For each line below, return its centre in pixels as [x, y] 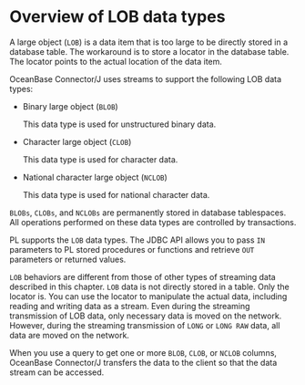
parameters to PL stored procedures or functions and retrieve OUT [132, 249]
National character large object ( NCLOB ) [95, 177]
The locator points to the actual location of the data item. [116, 61]
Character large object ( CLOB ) [77, 141]
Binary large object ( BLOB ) [70, 106]
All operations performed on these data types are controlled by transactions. [153, 222]
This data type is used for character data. [100, 159]
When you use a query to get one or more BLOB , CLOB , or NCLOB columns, [143, 352]
